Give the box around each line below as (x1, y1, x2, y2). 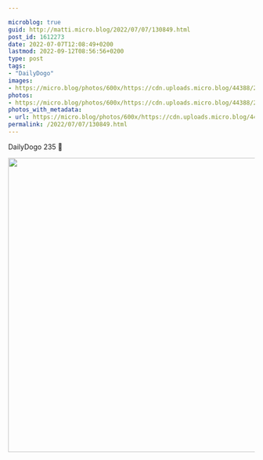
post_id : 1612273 (8, 33, 65, 41)
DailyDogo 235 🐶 (8, 142, 63, 152)
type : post (8, 55, 44, 63)
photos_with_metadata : (8, 106, 82, 114)
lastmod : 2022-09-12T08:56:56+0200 (8, 48, 124, 56)
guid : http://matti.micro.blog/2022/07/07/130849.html (8, 25, 191, 34)
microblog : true (8, 18, 61, 26)
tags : (8, 62, 26, 71)
